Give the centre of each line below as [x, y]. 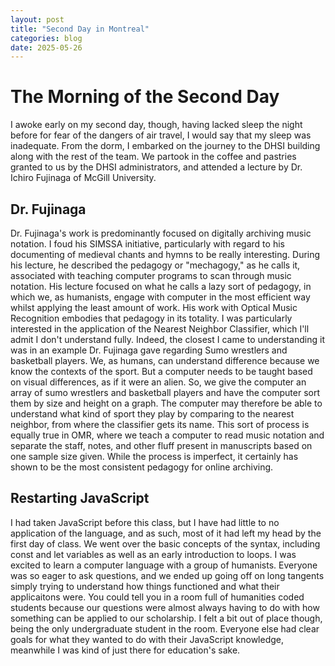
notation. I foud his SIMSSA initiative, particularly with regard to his [147, 244]
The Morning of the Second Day [145, 97]
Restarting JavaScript [80, 498]
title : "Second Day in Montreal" [80, 29]
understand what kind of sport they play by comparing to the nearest [152, 414]
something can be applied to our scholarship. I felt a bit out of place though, [166, 618]
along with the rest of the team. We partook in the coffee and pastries [153, 157]
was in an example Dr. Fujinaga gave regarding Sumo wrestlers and [149, 350]
